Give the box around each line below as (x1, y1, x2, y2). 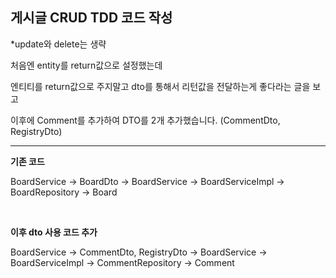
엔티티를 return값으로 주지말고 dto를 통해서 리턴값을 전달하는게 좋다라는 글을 (10, 80, 311, 92)
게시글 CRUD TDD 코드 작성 (10, 9, 173, 27)
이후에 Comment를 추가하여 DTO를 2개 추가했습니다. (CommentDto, (10, 114, 281, 126)
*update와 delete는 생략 (10, 38, 107, 50)
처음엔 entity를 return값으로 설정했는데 (10, 59, 163, 71)
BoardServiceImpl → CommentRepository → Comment (10, 256, 235, 268)
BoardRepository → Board (10, 186, 118, 198)
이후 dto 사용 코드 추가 (10, 226, 98, 238)
